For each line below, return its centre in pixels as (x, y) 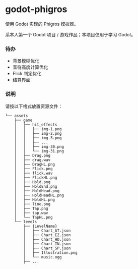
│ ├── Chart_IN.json (47, 244)
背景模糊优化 (26, 61)
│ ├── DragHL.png (35, 164)
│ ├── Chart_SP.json (47, 248)
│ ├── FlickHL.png (36, 178)
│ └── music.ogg (43, 257)
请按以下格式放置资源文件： (34, 106)
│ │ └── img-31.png (39, 151)
